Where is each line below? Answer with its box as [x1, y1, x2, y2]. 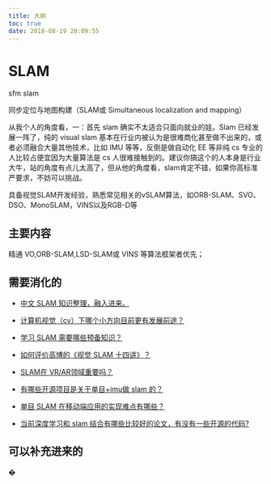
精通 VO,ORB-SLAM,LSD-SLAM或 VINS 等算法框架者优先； [8, 249, 205, 259]
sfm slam [8, 88, 39, 98]
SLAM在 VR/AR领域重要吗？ [19, 367, 113, 376]
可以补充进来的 [8, 444, 83, 458]
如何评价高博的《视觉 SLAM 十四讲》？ [19, 350, 151, 359]
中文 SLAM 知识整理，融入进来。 [19, 298, 129, 308]
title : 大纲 [8, 11, 46, 20]
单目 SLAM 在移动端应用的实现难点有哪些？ [19, 401, 165, 411]
